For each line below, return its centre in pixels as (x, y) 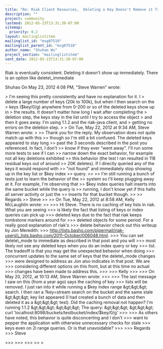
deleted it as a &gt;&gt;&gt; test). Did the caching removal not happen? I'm (79, 303)
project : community (25, 18)
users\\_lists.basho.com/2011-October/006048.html (57, 236)
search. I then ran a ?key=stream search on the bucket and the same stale (79, 292)
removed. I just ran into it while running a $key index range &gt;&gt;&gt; (76, 287)
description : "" (21, 14)
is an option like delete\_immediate (40, 78)
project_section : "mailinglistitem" (42, 54)
